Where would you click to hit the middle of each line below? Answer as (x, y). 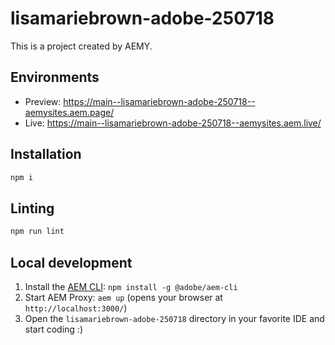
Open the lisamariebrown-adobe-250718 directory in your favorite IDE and (174, 318)
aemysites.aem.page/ (69, 112)
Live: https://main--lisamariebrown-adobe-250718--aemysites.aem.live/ (173, 123)
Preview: (43, 101)
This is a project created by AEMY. (81, 46)
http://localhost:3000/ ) (76, 308)
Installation (46, 154)
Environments (55, 77)
